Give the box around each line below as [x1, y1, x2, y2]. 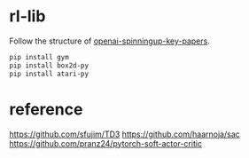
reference [9, 99, 83, 119]
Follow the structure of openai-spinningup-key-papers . [9, 36, 210, 46]
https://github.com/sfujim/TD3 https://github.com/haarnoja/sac [9, 129, 241, 139]
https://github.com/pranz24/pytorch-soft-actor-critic [9, 138, 202, 148]
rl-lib [9, 6, 46, 27]
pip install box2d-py [9, 60, 89, 70]
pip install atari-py [9, 69, 89, 78]
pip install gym [9, 52, 69, 61]
